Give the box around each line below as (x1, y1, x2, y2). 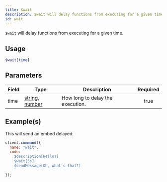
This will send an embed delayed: (5, 130, 74, 136)
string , (24, 94, 39, 101)
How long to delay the (61, 94, 113, 101)
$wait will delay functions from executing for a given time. (5, 30, 124, 36)
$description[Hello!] (14, 154, 59, 159)
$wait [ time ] (5, 58, 30, 62)
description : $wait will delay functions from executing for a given (5, 12, 153, 17)
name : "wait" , (9, 145, 39, 150)
